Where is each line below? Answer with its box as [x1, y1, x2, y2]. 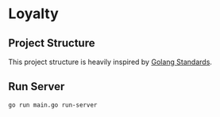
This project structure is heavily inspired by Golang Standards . [8, 57, 213, 66]
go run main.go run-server [8, 100, 98, 109]
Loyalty [8, 5, 60, 23]
